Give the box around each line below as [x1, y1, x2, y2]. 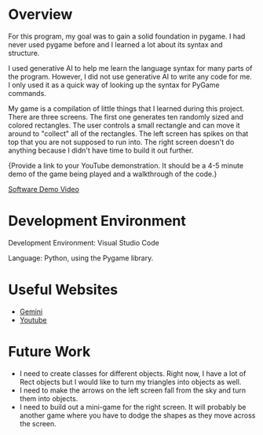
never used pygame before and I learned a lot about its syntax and [8, 39, 223, 49]
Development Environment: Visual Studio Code [8, 238, 159, 247]
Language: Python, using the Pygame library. [8, 253, 154, 263]
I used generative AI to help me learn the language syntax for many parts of [8, 63, 253, 72]
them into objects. [19, 393, 79, 403]
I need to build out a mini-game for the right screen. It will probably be [19, 402, 247, 411]
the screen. [19, 418, 57, 428]
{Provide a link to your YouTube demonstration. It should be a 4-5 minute [8, 160, 244, 170]
